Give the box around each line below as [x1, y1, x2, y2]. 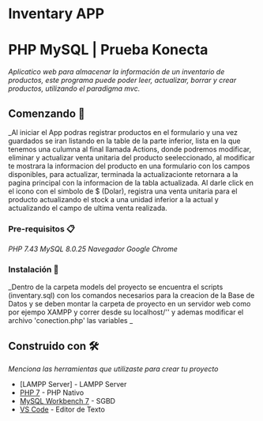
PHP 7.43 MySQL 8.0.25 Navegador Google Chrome [8, 244, 178, 254]
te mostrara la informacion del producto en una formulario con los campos [8, 161, 250, 171]
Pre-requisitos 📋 [8, 223, 75, 234]
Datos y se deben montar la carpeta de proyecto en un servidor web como [8, 299, 251, 308]
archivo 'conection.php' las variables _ [8, 315, 133, 325]
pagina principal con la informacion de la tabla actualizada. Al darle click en [8, 178, 254, 187]
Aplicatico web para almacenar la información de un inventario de [8, 67, 225, 77]
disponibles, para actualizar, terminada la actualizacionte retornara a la [8, 169, 239, 179]
